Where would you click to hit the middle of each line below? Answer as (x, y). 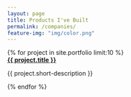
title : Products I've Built (48, 20)
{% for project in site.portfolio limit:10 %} (65, 53)
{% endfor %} (27, 87)
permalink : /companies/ (42, 26)
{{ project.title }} (32, 60)
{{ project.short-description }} (50, 73)
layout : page (26, 14)
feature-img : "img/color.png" (51, 33)
